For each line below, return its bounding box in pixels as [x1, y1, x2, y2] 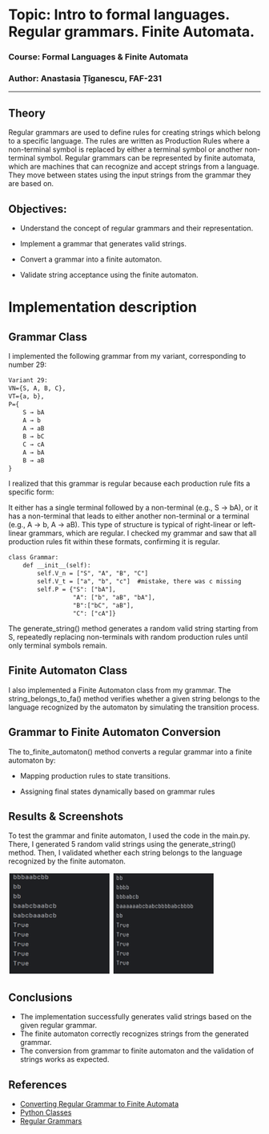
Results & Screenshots [8, 810, 124, 823]
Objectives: [8, 202, 67, 216]
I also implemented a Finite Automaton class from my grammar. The [8, 685, 231, 695]
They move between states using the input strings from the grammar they [8, 170, 251, 180]
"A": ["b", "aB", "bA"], [72, 594, 156, 602]
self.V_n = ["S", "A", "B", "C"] [37, 570, 149, 578]
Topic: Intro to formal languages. [8, 6, 230, 24]
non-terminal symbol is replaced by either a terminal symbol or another [8, 144, 243, 154]
